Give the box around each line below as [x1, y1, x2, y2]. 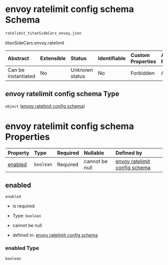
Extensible [39, 55, 66, 62]
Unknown [70, 66, 93, 73]
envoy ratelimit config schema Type [5, 90, 119, 98]
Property [7, 149, 29, 156]
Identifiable [97, 55, 126, 62]
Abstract [7, 55, 29, 62]
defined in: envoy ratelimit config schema [12, 232, 98, 238]
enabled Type [5, 244, 39, 251]
